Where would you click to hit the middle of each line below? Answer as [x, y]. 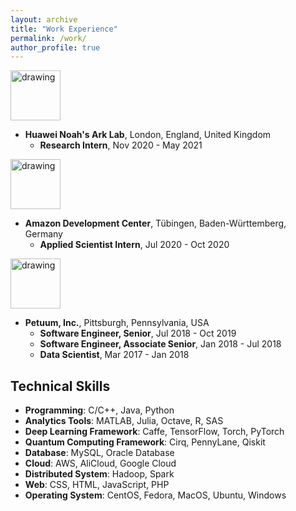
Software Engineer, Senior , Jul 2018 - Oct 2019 [138, 333]
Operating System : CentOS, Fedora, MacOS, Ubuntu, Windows [155, 495]
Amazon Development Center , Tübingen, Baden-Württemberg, [155, 223]
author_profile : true [55, 47]
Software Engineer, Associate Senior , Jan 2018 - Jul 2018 [160, 344]
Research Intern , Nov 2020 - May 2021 [121, 145]
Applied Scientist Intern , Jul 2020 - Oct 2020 [134, 245]
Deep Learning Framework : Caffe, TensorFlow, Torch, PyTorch [154, 432]
